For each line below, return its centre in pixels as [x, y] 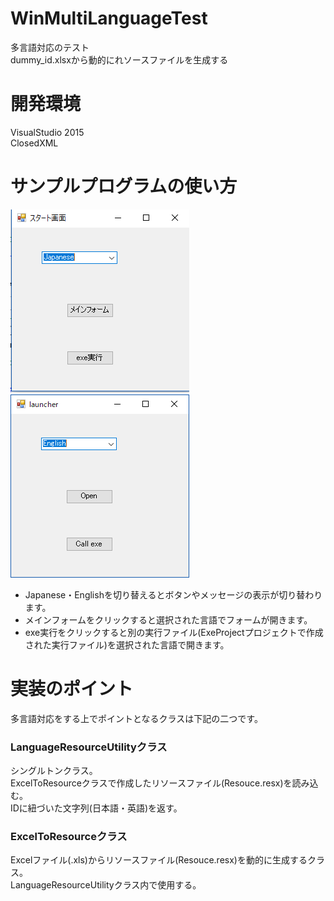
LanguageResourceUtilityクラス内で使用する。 [106, 885]
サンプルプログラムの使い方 [124, 186]
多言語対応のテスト [50, 47]
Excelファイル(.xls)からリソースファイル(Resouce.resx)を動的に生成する [159, 860]
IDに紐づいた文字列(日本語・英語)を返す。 [96, 808]
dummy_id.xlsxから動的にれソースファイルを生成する [119, 59]
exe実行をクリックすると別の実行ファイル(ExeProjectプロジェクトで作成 [174, 632]
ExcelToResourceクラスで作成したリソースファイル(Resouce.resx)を [151, 783]
